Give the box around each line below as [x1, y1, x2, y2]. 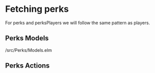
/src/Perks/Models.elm [5, 47, 52, 53]
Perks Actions [5, 62, 50, 70]
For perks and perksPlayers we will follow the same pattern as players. [5, 20, 151, 26]
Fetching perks [5, 3, 69, 15]
